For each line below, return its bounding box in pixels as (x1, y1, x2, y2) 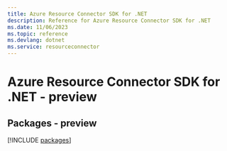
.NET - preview (7, 89, 97, 105)
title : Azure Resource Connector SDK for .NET (7, 10, 148, 18)
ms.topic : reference (7, 30, 69, 38)
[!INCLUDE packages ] (7, 136, 72, 144)
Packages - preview (7, 117, 97, 129)
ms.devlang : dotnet (7, 37, 65, 44)
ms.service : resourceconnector (7, 43, 100, 50)
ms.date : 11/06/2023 (7, 23, 69, 30)
